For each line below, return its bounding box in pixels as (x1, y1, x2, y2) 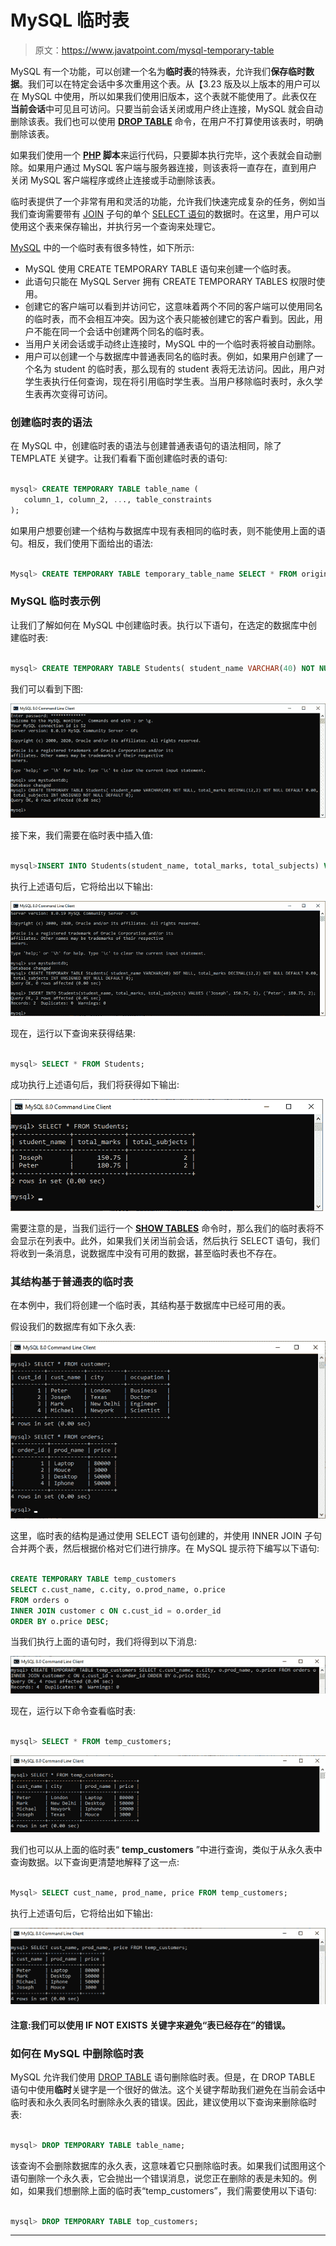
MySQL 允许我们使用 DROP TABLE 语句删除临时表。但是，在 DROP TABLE (10, 2071, 316, 2083)
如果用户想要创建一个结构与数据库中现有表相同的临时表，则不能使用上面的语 (10, 524, 326, 536)
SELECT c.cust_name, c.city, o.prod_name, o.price (10, 1584, 226, 1595)
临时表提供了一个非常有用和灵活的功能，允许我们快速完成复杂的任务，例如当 (10, 195, 326, 207)
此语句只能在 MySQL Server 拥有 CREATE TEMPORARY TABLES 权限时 (24, 275, 317, 287)
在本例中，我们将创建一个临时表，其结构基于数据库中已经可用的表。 (10, 1299, 291, 1311)
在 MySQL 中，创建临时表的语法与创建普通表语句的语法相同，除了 (10, 440, 283, 452)
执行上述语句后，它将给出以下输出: (10, 881, 154, 893)
